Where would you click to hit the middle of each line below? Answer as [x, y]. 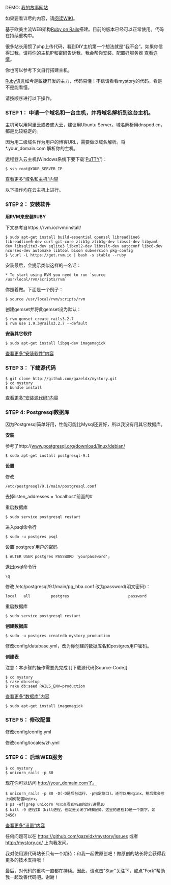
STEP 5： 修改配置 [28, 720]
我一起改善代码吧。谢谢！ [32, 877]
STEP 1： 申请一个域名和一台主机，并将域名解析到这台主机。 [79, 112]
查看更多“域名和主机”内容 [32, 179]
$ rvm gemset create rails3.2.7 [39, 319]
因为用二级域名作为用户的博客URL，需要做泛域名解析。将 [65, 142]
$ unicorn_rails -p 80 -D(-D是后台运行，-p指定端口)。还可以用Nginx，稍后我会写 [85, 794]
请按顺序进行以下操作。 [30, 98]
